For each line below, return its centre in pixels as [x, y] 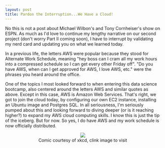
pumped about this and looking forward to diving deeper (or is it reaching [80, 110]
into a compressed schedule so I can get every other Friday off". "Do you [79, 64]
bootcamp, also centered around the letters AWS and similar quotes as [77, 89]
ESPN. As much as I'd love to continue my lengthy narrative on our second [81, 33]
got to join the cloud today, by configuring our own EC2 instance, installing [81, 99]
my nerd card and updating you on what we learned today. [65, 44]
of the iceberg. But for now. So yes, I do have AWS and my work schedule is [82, 120]
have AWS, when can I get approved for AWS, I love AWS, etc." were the [78, 69]
